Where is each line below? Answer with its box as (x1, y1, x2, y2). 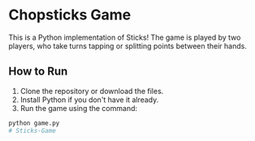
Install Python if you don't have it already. (19, 95, 159, 105)
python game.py (8, 119, 60, 127)
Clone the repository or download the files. (19, 86, 164, 96)
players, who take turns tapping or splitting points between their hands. (8, 41, 248, 50)
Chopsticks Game (8, 6, 132, 24)
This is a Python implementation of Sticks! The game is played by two (8, 32, 241, 42)
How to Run (8, 65, 68, 79)
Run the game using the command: (19, 103, 138, 113)
